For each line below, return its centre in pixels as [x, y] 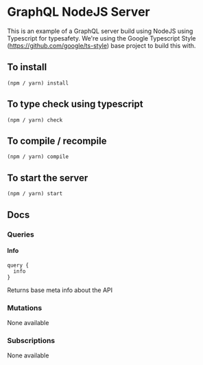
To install [27, 67]
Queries [21, 234]
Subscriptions [31, 340]
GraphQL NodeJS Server [79, 12]
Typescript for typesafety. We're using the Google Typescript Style [101, 38]
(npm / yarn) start [35, 194]
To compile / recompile [57, 141]
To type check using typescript [75, 104]
